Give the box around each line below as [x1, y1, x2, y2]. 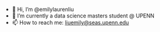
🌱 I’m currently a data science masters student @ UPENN [11, 12, 155, 19]
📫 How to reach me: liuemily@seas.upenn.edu [11, 19, 129, 26]
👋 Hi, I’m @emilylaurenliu [11, 6, 74, 13]
